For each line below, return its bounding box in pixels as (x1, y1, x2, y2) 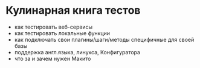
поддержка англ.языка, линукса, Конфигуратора (14, 48, 140, 55)
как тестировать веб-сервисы (14, 23, 93, 30)
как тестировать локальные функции (14, 29, 110, 36)
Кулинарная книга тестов (5, 4, 141, 17)
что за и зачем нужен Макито (14, 55, 91, 62)
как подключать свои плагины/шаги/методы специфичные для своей (14, 36, 195, 43)
